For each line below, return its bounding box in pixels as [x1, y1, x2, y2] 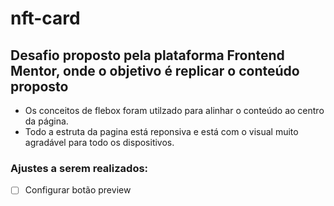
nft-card [10, 7, 81, 30]
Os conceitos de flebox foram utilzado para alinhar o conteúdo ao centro [24, 105, 325, 116]
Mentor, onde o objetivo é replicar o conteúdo [10, 62, 300, 79]
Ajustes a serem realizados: [10, 161, 149, 175]
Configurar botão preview [24, 184, 132, 196]
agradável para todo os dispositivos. [24, 137, 175, 148]
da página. [24, 115, 69, 127]
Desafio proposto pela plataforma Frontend [10, 47, 285, 64]
